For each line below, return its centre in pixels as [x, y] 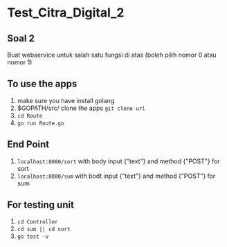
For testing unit [41, 205]
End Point [28, 144]
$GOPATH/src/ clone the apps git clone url [81, 108]
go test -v [33, 237]
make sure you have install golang [66, 100]
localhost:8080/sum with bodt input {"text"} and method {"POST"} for [116, 176]
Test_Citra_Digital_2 [66, 13]
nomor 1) [20, 62]
